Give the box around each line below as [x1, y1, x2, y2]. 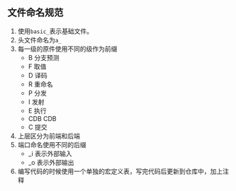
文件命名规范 [7, 6, 64, 19]
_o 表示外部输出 [28, 158, 74, 166]
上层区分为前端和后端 [17, 132, 80, 140]
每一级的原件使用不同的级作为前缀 [17, 45, 118, 53]
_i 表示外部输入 [28, 149, 72, 158]
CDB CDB [28, 114, 57, 122]
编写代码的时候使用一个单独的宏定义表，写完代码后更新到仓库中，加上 [17, 167, 223, 175]
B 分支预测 [28, 53, 60, 62]
